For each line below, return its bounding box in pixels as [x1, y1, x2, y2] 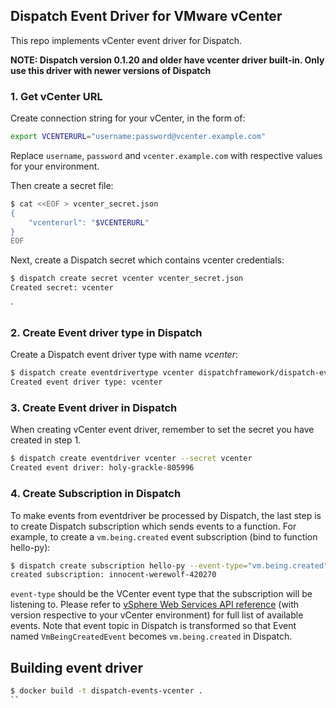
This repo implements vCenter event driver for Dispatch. [10, 34, 243, 46]
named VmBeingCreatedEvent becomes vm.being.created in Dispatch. [10, 630, 293, 643]
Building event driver [10, 659, 144, 676]
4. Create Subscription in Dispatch [10, 487, 182, 501]
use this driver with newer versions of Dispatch [10, 64, 212, 76]
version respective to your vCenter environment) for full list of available [10, 609, 304, 621]
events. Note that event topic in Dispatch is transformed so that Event [10, 620, 297, 632]
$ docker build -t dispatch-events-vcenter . [10, 686, 203, 696]
